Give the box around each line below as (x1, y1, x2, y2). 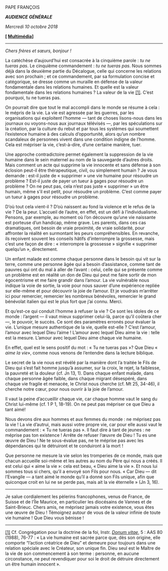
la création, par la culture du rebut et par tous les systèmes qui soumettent (5, 126, 159, 132)
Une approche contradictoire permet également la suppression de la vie (5, 151, 153, 157)
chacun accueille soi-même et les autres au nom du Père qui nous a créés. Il (5, 458, 162, 464)
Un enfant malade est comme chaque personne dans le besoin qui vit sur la (5, 256, 161, 262)
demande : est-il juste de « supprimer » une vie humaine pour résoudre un (5, 173, 158, 178)
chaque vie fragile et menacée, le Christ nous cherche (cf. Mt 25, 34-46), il (5, 381, 160, 387)
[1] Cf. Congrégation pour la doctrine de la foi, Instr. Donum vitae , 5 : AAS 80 (5, 529, 163, 535)
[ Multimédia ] (5, 34, 34, 39)
